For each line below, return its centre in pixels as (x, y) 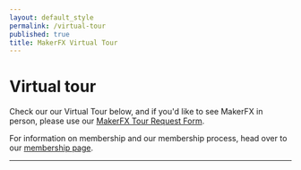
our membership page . (52, 148)
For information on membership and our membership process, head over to (148, 139)
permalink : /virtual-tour (57, 26)
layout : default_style (52, 17)
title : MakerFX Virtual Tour (64, 42)
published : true (39, 34)
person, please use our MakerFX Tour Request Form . (107, 121)
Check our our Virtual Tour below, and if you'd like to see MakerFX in (136, 112)
